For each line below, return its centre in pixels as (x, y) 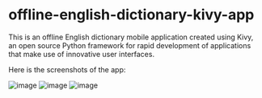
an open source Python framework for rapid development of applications (130, 45)
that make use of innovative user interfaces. (82, 54)
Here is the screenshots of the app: (67, 69)
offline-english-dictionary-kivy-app (131, 15)
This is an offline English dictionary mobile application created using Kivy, (131, 37)
